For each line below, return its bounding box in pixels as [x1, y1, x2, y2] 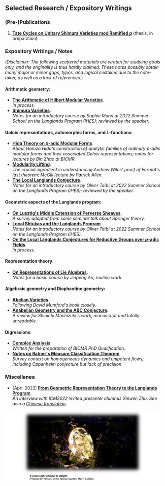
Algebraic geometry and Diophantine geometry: [5, 286, 106, 292]
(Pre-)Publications [5, 19, 50, 26]
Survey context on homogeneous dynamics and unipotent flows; [12, 356, 144, 362]
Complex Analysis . [12, 340, 52, 346]
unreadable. [12, 318, 37, 324]
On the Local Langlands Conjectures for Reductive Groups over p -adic [12, 236, 159, 242]
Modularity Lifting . [12, 161, 51, 167]
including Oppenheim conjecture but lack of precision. [12, 361, 123, 367]
